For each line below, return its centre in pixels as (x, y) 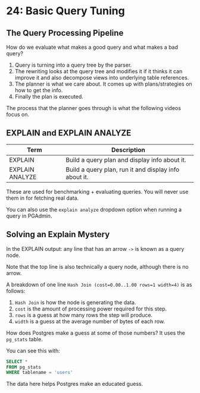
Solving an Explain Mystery (58, 235)
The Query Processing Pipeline (65, 33)
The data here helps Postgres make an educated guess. (75, 384)
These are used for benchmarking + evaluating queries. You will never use (97, 191)
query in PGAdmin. (29, 216)
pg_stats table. (24, 339)
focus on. (18, 114)
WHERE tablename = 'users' (40, 373)
